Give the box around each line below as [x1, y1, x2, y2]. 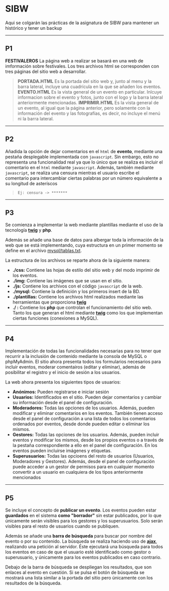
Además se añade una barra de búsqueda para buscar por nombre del [5, 533, 152, 539]
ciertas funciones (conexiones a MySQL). [12, 315, 99, 321]
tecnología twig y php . [5, 227, 52, 233]
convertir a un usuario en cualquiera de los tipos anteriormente [12, 469, 143, 475]
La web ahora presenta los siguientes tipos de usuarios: [5, 379, 121, 385]
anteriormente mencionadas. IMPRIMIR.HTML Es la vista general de [17, 99, 159, 106]
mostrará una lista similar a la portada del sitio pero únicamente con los [5, 575, 153, 580]
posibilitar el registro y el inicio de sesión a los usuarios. [5, 370, 121, 376]
